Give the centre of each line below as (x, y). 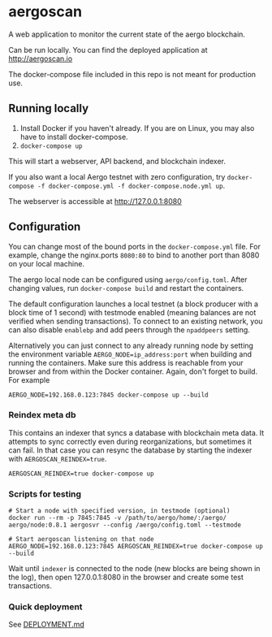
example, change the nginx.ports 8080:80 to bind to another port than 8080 (134, 255)
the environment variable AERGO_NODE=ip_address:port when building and (130, 354)
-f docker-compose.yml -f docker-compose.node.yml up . (132, 185)
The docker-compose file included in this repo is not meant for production (132, 74)
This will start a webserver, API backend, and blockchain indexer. (117, 161)
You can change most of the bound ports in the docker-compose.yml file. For (135, 246)
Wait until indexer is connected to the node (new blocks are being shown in (134, 569)
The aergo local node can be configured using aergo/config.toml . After (128, 279)
